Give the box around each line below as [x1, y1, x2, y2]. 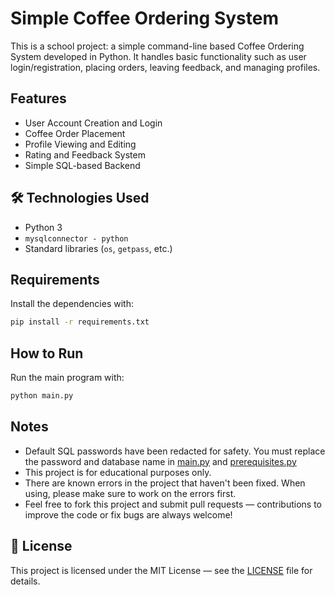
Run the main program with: [10, 372, 125, 384]
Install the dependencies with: [10, 298, 134, 310]
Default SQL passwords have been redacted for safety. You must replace [24, 445, 326, 457]
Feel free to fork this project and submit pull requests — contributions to [24, 498, 322, 510]
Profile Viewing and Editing [24, 138, 137, 150]
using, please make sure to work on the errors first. [24, 487, 237, 499]
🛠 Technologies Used [10, 190, 150, 207]
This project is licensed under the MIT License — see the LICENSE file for [10, 564, 313, 576]
